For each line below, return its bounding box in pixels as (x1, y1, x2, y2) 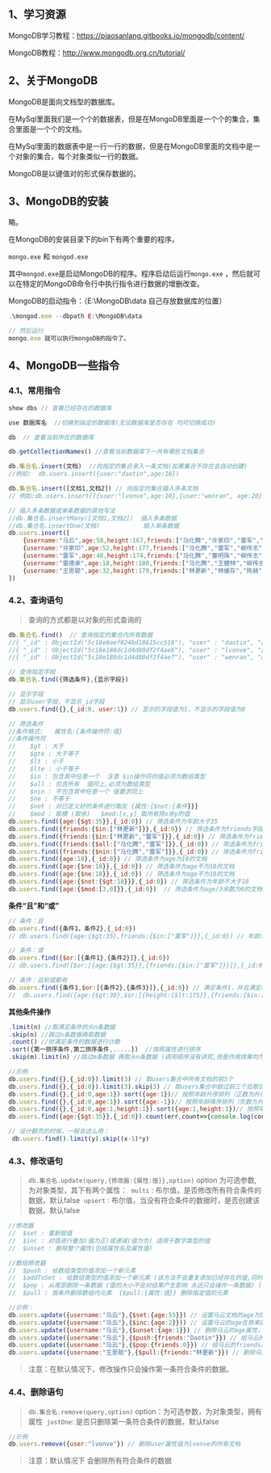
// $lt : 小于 (8, 758, 65, 766)
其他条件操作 (8, 1007, 51, 1016)
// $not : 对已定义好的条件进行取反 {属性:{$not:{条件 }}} (8, 803, 199, 811)
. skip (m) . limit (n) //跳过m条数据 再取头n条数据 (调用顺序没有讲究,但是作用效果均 (8, 1053, 259, 1061)
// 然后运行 (8, 327, 44, 336)
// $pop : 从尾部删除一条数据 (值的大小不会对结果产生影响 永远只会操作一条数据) (8, 1281, 255, 1289)
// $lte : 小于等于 (8, 765, 80, 773)
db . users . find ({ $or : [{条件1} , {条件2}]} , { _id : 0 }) (8, 954, 170, 962)
